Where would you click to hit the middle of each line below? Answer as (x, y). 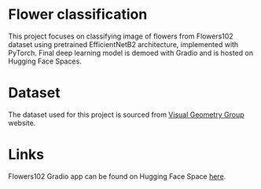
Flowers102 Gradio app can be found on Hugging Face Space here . (117, 176)
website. (22, 122)
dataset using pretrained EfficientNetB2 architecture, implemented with (123, 44)
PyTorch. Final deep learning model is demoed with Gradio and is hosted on (131, 53)
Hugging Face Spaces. (45, 61)
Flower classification (78, 15)
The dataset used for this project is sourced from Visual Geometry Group (127, 114)
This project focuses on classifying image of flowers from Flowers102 (121, 36)
